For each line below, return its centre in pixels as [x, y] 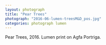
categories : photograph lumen [36, 23]
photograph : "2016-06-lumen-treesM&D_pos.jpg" [53, 19]
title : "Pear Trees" [26, 14]
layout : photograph [25, 10]
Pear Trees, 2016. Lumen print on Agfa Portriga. [53, 37]
